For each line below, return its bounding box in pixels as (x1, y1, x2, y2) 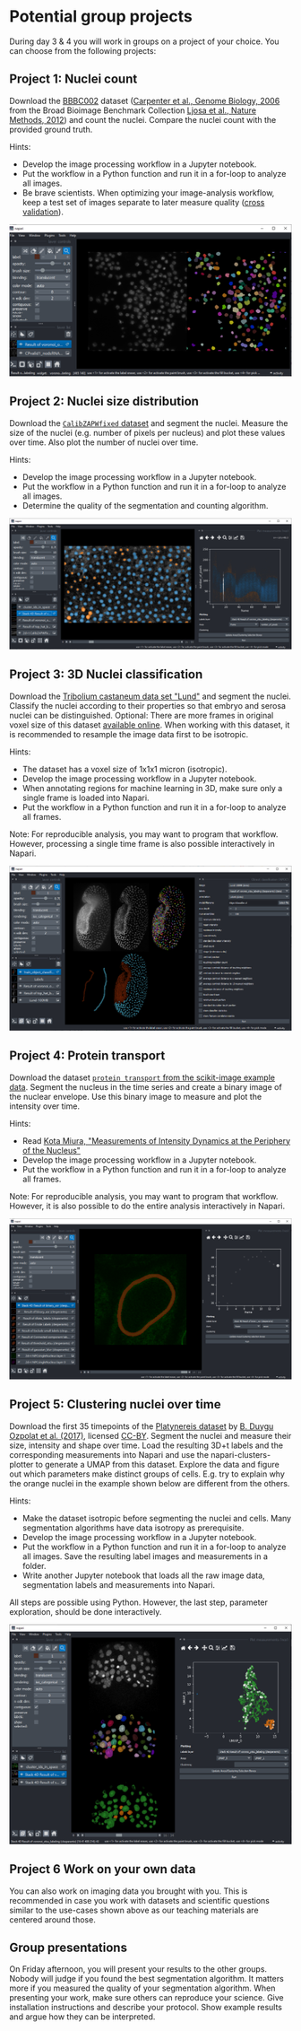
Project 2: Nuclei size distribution (9, 394, 200, 409)
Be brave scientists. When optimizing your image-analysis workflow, (21, 187, 275, 198)
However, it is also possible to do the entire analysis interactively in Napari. (9, 1200, 285, 1211)
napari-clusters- (210, 1449, 271, 1460)
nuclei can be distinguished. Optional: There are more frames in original (9, 710, 274, 720)
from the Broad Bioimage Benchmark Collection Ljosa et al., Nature (9, 105, 257, 116)
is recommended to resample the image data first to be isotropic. (9, 728, 249, 739)
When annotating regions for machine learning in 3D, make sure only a (21, 782, 283, 793)
